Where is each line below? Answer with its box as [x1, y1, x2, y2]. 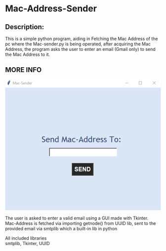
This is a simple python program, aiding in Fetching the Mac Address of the [5, 36, 158, 42]
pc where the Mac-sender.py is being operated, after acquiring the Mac [5, 41, 151, 47]
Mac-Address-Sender [5, 3, 97, 14]
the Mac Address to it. [5, 51, 50, 57]
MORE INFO [5, 66, 42, 74]
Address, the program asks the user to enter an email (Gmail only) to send [5, 46, 156, 52]
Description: [5, 23, 44, 31]
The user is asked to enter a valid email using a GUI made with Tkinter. [5, 215, 149, 221]
